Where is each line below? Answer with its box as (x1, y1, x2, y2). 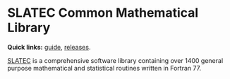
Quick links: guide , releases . (7, 43, 91, 51)
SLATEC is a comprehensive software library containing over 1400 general (7, 56, 224, 64)
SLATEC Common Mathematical (7, 5, 199, 21)
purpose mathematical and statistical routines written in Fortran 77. (7, 64, 202, 72)
